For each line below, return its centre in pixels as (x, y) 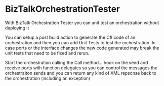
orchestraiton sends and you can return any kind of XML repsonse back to (81, 73)
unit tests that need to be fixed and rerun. (47, 53)
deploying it (17, 28)
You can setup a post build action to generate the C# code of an (70, 37)
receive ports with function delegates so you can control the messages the (81, 68)
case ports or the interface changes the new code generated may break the (82, 48)
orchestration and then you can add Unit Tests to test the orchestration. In (80, 42)
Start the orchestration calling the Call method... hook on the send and (77, 62)
